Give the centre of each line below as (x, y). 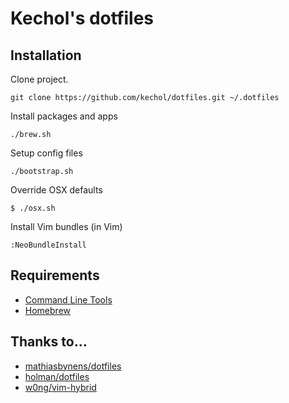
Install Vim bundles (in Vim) (66, 226)
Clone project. (39, 79)
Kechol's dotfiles (82, 18)
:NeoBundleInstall (48, 245)
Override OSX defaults (56, 190)
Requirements (55, 275)
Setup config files (46, 153)
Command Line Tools (68, 299)
